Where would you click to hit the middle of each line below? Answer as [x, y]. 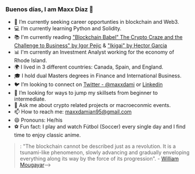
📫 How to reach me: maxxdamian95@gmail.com [73, 112]
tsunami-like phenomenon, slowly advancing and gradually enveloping [105, 152]
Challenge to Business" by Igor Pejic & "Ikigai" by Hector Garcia [90, 45]
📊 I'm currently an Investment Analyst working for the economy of [94, 52]
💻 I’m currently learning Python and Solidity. [68, 29]
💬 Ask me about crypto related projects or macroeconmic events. [92, 105]
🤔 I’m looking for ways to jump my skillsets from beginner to [86, 93]
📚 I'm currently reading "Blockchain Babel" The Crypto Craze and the [98, 37]
